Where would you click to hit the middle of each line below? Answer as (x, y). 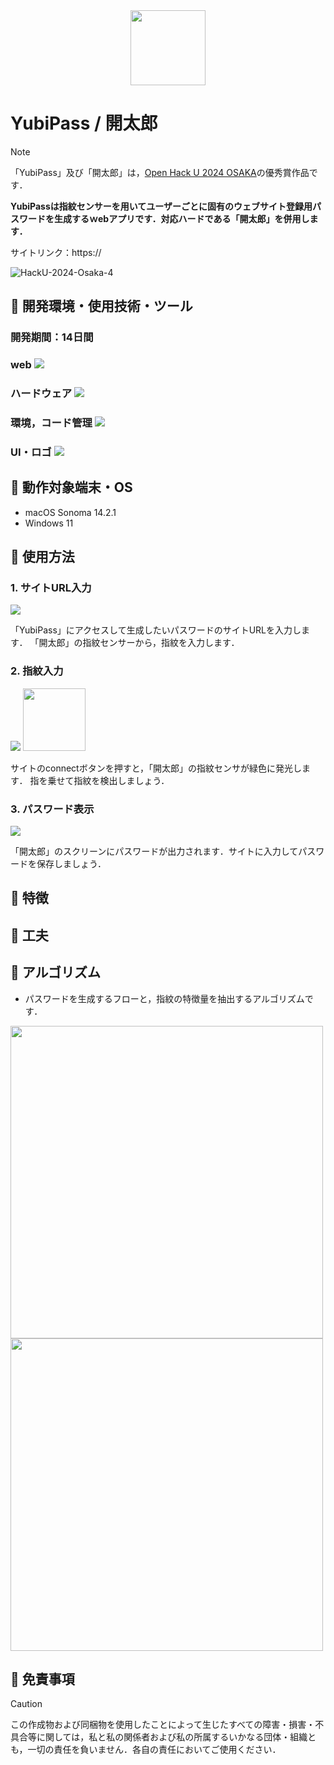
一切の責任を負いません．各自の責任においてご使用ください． (154, 1750)
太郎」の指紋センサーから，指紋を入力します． (143, 643)
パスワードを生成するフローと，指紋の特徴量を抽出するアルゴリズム (164, 998)
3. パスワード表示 (52, 809)
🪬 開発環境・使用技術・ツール (101, 306)
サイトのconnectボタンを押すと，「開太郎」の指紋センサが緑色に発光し (156, 768)
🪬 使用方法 (42, 557)
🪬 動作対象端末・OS (71, 487)
